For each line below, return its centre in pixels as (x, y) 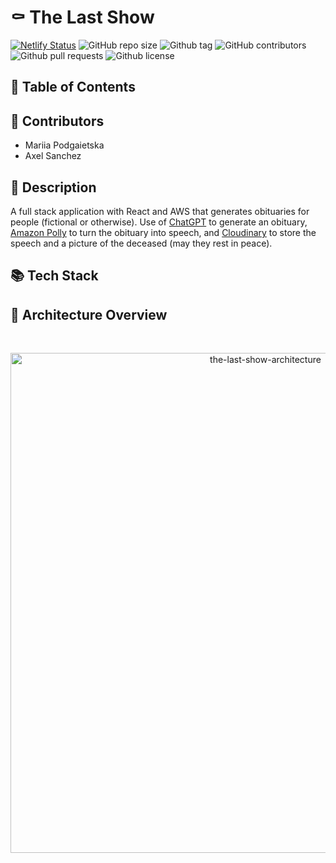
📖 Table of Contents (73, 87)
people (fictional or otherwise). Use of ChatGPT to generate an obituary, (159, 222)
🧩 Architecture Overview (89, 314)
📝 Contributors (57, 121)
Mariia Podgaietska (64, 145)
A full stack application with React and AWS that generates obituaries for (160, 211)
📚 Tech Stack (54, 276)
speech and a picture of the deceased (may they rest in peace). (141, 243)
